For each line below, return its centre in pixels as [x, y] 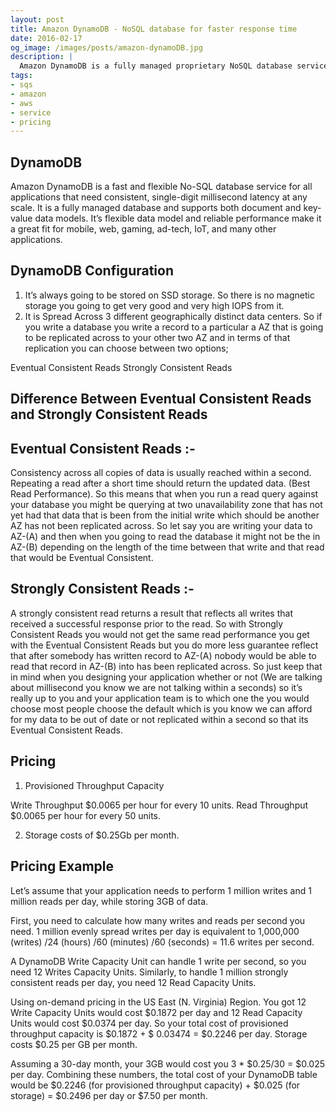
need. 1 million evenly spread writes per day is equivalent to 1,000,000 [155, 931]
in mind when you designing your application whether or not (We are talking [166, 677]
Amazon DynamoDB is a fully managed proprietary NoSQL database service [174, 66]
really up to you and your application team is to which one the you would [160, 698]
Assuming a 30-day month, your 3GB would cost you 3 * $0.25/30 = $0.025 [167, 1063]
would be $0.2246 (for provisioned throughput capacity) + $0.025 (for [155, 1085]
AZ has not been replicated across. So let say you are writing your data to [161, 526]
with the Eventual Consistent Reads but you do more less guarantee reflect [164, 645]
